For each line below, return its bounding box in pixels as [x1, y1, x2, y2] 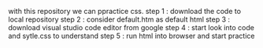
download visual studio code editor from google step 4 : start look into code [8, 23, 254, 32]
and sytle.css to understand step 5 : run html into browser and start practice [8, 31, 255, 40]
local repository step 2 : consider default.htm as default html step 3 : [8, 15, 231, 24]
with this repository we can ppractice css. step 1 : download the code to [8, 7, 242, 15]
